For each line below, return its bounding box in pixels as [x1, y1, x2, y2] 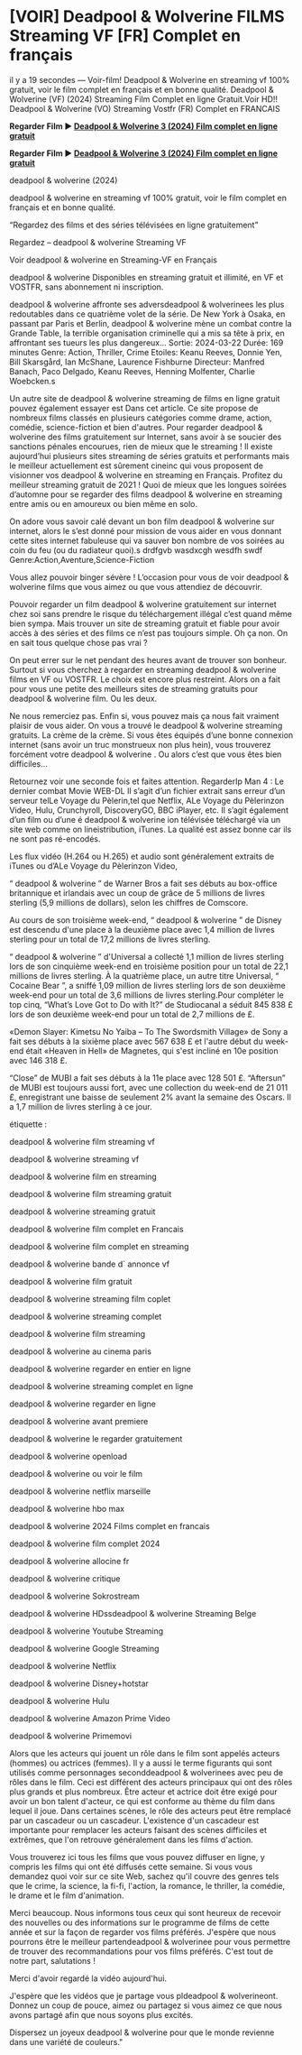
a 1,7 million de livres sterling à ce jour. [9, 1101, 152, 1111]
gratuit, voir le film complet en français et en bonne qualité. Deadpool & [9, 84, 274, 95]
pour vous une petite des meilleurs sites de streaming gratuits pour [9, 683, 259, 694]
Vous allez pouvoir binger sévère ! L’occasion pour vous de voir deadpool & [9, 571, 289, 583]
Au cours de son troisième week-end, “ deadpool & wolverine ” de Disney [9, 914, 282, 926]
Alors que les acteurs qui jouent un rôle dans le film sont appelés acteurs [9, 1747, 280, 1758]
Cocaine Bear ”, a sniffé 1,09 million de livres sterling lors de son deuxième [9, 980, 286, 991]
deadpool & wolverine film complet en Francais [9, 1223, 184, 1234]
